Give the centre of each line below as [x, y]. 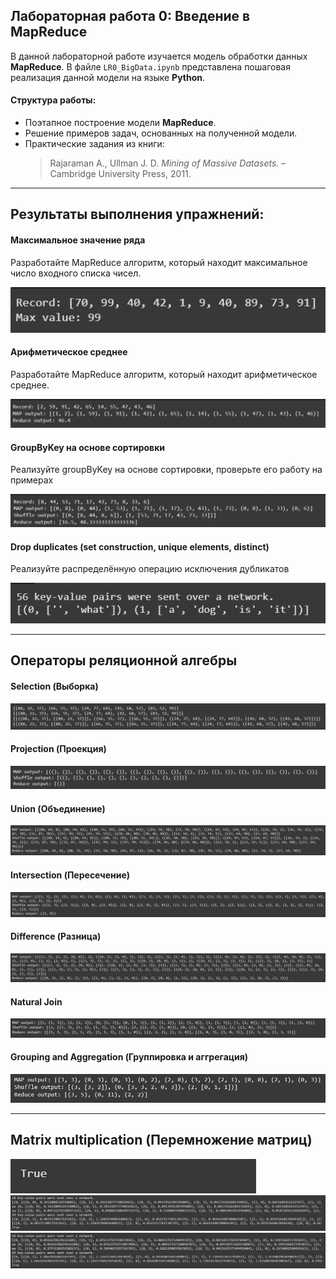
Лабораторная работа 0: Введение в [130, 16]
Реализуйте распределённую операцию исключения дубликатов [150, 569]
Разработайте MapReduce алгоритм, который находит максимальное [159, 262]
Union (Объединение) [58, 808]
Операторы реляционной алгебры [124, 660]
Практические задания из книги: [94, 144]
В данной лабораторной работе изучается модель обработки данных [159, 56]
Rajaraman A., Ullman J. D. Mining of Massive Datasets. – [168, 163]
